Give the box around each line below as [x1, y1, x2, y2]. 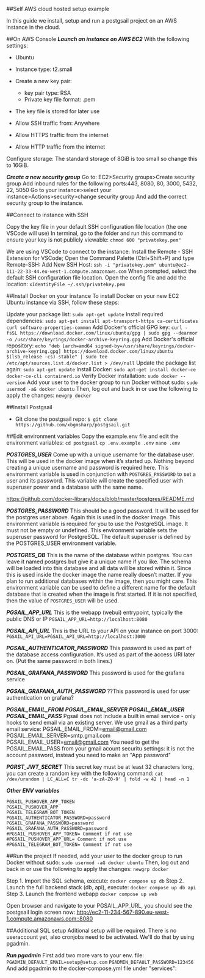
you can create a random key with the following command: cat [6, 770, 164, 777]
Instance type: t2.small [15, 65, 73, 73]
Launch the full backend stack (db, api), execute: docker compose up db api [6, 884, 196, 891]
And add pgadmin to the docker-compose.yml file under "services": [6, 965, 177, 972]
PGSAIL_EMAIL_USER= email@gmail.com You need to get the [6, 738, 160, 746]
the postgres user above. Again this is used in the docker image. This [6, 514, 181, 520]
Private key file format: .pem [24, 96, 96, 103]
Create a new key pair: [15, 78, 72, 84]
